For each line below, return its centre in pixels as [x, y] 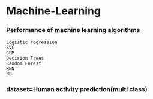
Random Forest [24, 64]
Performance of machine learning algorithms [73, 30]
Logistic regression [32, 43]
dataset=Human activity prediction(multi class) [77, 89]
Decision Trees [25, 59]
